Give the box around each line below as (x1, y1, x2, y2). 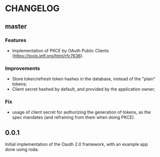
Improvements (5, 65, 40, 72)
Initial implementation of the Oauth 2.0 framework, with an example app (5, 141, 148, 147)
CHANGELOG (5, 3, 60, 14)
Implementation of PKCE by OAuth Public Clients (12, 47, 109, 53)
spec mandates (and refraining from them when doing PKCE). (12, 114, 135, 120)
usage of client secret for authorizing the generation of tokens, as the (12, 110, 151, 115)
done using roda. (5, 146, 39, 153)
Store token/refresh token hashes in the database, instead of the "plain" (12, 76, 156, 82)
